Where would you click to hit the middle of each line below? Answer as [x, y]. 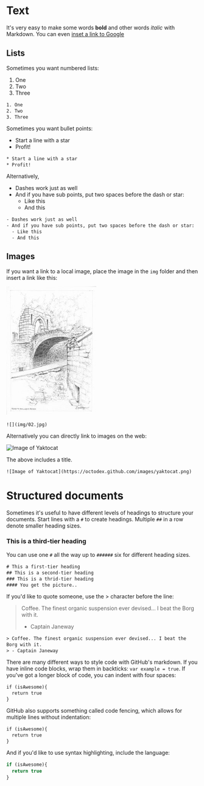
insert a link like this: [32, 277]
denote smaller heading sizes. [44, 526]
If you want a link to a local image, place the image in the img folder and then [102, 271]
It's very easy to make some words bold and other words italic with [91, 28]
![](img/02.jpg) [27, 424]
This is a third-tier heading [46, 542]
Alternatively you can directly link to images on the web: [77, 436]
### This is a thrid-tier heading [50, 579]
